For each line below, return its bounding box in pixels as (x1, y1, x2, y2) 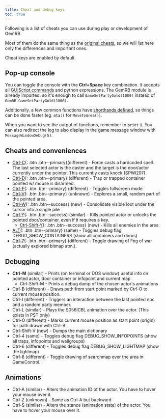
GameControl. (12, 359, 41, 365)
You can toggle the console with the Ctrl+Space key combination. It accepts (5, 82, 160, 88)
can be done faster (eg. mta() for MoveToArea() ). (5, 112, 102, 118)
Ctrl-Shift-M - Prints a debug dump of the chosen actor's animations (19, 280, 159, 286)
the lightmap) (12, 348, 39, 354)
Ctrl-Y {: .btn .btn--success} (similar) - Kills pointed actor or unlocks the (12, 212, 157, 218)
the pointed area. (12, 196, 47, 202)
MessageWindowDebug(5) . (5, 132, 53, 138)
